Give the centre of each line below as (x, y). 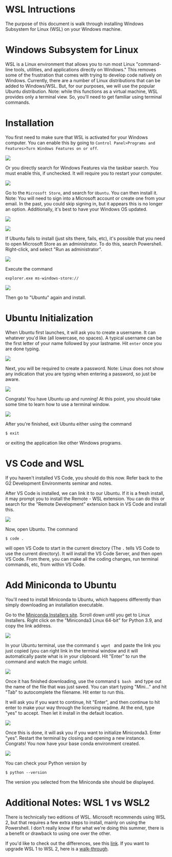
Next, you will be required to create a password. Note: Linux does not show (85, 368)
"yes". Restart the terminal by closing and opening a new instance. (76, 738)
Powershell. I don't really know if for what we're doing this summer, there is (85, 828)
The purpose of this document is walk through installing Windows (74, 24)
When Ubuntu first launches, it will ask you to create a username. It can (81, 332)
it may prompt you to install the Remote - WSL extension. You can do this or (85, 499)
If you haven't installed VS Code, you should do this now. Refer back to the (84, 478)
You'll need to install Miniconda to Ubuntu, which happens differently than (83, 599)
